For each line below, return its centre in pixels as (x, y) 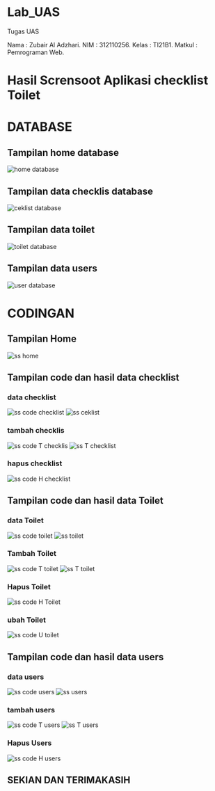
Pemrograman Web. (36, 52)
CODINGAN (41, 313)
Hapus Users (30, 743)
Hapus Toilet (29, 586)
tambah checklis (36, 431)
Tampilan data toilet (51, 230)
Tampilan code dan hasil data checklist (93, 377)
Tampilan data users (52, 269)
